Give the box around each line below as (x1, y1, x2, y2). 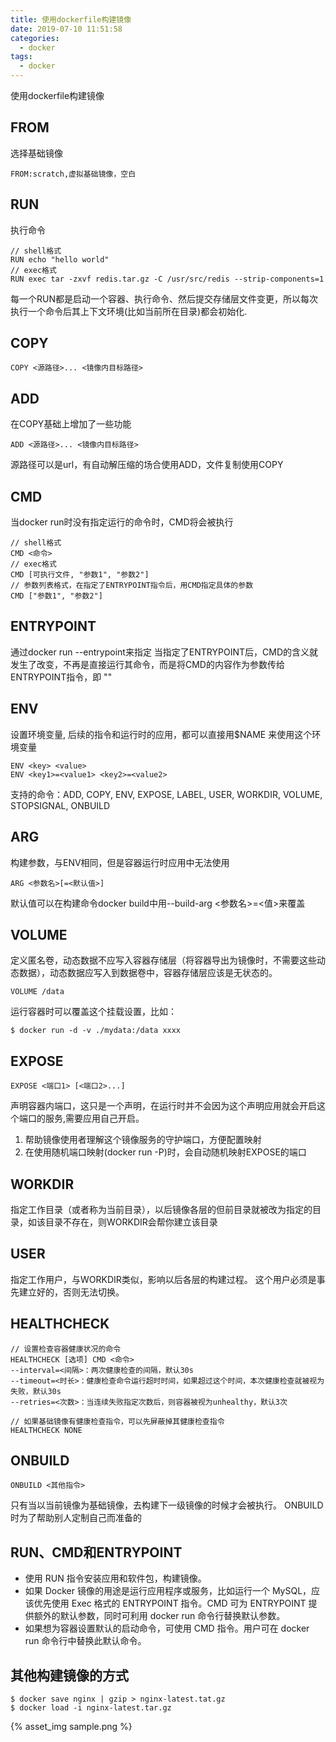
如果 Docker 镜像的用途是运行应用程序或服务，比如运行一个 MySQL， (24, 1585, 312, 1597)
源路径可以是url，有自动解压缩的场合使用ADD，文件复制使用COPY (10, 459, 284, 471)
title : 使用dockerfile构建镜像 (10, 14, 132, 25)
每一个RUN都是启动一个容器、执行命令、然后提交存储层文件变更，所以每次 (10, 292, 318, 305)
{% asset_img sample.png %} (10, 1721, 133, 1732)
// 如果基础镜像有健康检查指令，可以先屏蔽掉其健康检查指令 (10, 1416, 225, 1426)
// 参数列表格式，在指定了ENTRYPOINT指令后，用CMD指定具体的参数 (10, 581, 254, 591)
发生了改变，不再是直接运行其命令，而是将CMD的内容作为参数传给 (10, 658, 285, 670)
